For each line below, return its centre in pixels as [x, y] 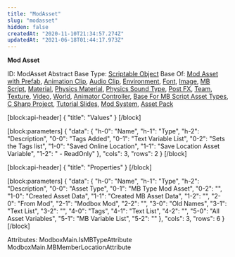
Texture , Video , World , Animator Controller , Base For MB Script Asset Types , [118, 97]
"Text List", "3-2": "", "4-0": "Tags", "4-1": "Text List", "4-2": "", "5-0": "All [114, 211]
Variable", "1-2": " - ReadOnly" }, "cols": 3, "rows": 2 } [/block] [97, 154]
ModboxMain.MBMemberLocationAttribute [69, 247]
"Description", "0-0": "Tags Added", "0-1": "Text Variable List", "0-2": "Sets [116, 139]
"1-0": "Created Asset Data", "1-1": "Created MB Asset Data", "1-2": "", [108, 196]
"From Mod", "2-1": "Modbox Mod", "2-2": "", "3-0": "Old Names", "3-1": [122, 204]
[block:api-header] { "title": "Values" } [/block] [74, 118]
